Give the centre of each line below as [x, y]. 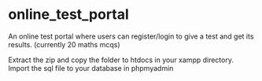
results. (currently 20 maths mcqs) [64, 44]
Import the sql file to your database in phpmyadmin [91, 68]
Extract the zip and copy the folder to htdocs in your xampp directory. [121, 60]
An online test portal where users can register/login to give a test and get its [131, 36]
